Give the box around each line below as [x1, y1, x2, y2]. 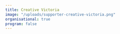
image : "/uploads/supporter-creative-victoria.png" [5, 12, 115, 17]
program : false [5, 21, 37, 26]
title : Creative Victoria [5, 7, 59, 12]
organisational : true [5, 16, 51, 21]
